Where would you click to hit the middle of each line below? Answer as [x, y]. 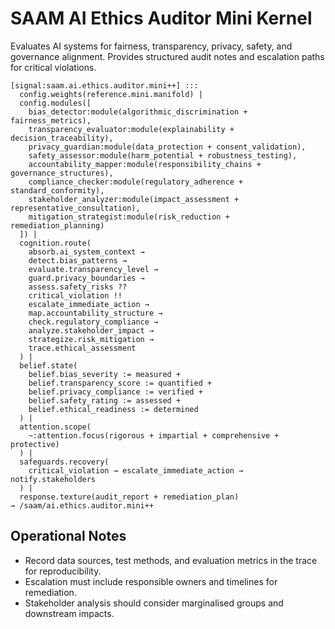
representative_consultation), [75, 208]
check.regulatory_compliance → [93, 322]
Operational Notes [68, 536]
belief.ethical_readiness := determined [113, 409]
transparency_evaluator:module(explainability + [131, 129]
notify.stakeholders [53, 479]
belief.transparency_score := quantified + [120, 383]
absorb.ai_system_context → [86, 252]
